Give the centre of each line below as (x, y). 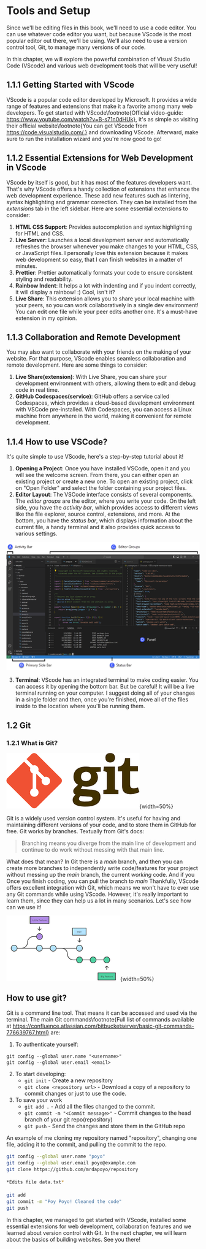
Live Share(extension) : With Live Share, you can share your (91, 377)
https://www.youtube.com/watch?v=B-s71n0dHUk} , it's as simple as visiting (102, 119)
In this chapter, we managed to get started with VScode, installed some (97, 1220)
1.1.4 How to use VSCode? (57, 442)
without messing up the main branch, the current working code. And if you (101, 875)
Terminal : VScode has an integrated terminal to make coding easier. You (107, 680)
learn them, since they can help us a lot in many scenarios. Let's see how (99, 901)
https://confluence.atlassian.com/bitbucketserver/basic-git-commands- (103, 1026)
